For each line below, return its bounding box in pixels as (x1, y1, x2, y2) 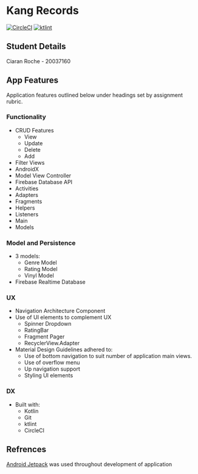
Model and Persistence (6, 238, 76, 247)
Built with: (15, 400, 41, 408)
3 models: (15, 253, 41, 260)
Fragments (15, 197, 43, 205)
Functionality (6, 113, 47, 122)
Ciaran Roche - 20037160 (6, 57, 71, 64)
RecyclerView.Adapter (24, 340, 80, 347)
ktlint (24, 420, 37, 427)
